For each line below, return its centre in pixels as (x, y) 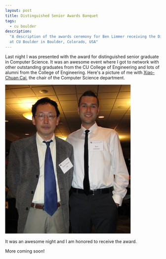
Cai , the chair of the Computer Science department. (72, 77)
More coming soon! (25, 251)
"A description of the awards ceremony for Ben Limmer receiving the (83, 37)
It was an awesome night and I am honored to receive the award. (71, 241)
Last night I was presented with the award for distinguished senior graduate (82, 57)
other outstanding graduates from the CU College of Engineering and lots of (82, 67)
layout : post (19, 10)
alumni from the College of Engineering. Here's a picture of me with (74, 72)
